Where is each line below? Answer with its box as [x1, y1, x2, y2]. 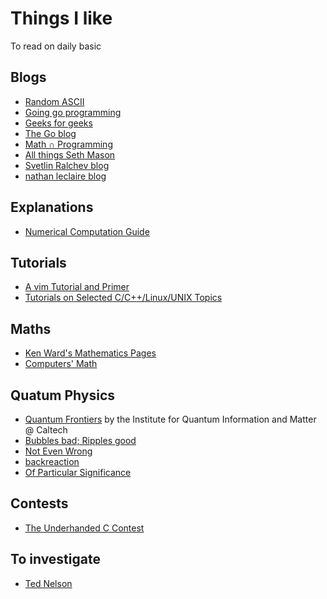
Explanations [10, 199, 94, 216]
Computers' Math [24, 358, 98, 370]
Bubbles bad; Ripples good [24, 435, 137, 446]
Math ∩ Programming [24, 138, 113, 150]
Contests [10, 495, 69, 512]
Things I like [10, 7, 113, 30]
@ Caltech [24, 424, 68, 436]
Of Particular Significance [24, 467, 132, 478]
